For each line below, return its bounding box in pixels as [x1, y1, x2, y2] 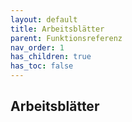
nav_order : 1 [10, 42, 65, 53]
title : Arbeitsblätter [10, 24, 105, 34]
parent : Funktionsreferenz [10, 33, 123, 43]
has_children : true [10, 52, 92, 62]
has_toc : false [10, 61, 74, 71]
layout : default [10, 14, 78, 25]
